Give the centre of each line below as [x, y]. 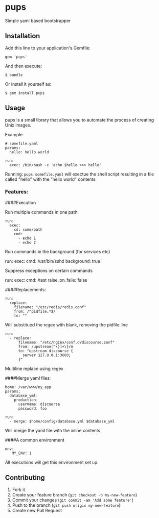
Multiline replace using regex [34, 369]
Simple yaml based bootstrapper [38, 21]
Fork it [19, 490]
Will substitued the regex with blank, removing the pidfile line [67, 324]
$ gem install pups [25, 93]
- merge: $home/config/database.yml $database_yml [62, 421]
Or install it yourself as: [28, 84]
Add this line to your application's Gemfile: [48, 48]
